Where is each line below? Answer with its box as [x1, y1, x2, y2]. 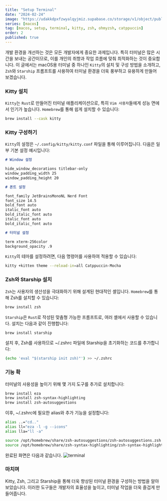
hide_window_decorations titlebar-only [5, 166, 88, 172]
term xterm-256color [5, 239, 48, 244]
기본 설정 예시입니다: [10, 147, 51, 153]
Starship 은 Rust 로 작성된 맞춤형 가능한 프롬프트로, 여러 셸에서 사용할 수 [5, 314, 145, 320]
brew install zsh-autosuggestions [5, 400, 77, 405]
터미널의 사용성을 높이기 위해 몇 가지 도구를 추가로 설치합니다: [5, 381, 125, 387]
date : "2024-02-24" [5, 12, 46, 17]
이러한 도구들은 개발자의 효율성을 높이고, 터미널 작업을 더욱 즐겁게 [27, 484, 155, 490]
